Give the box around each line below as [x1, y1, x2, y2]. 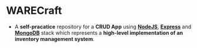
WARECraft [6, 4, 62, 17]
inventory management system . [14, 35, 95, 42]
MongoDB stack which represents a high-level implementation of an [14, 29, 183, 36]
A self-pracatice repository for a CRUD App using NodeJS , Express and [14, 23, 192, 30]
